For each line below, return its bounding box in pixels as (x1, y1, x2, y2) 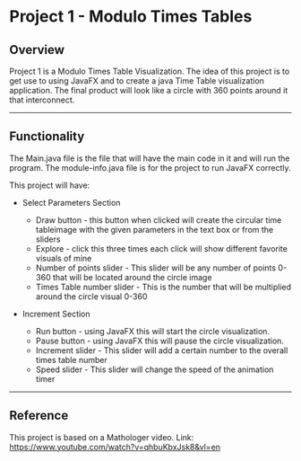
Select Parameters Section (21, 197, 121, 208)
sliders (35, 234, 61, 244)
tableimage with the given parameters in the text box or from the (35, 224, 274, 235)
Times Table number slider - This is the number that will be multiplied (35, 281, 292, 292)
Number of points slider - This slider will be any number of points (35, 262, 276, 273)
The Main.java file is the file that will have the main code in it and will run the (9, 153, 290, 164)
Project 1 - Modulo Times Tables (9, 6, 253, 27)
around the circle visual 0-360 (35, 290, 148, 302)
